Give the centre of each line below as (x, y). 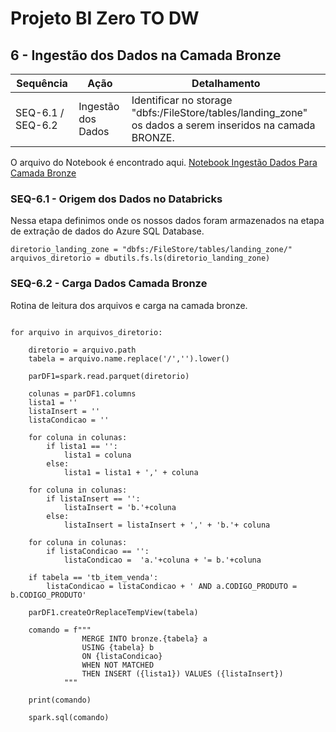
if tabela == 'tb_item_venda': (93, 577)
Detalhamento (226, 83)
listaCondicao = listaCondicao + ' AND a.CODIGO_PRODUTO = (172, 586)
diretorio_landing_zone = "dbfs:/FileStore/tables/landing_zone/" (151, 250)
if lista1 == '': (82, 446)
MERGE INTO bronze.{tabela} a (144, 638)
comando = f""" (60, 630)
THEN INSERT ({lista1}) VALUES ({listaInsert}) (182, 673)
